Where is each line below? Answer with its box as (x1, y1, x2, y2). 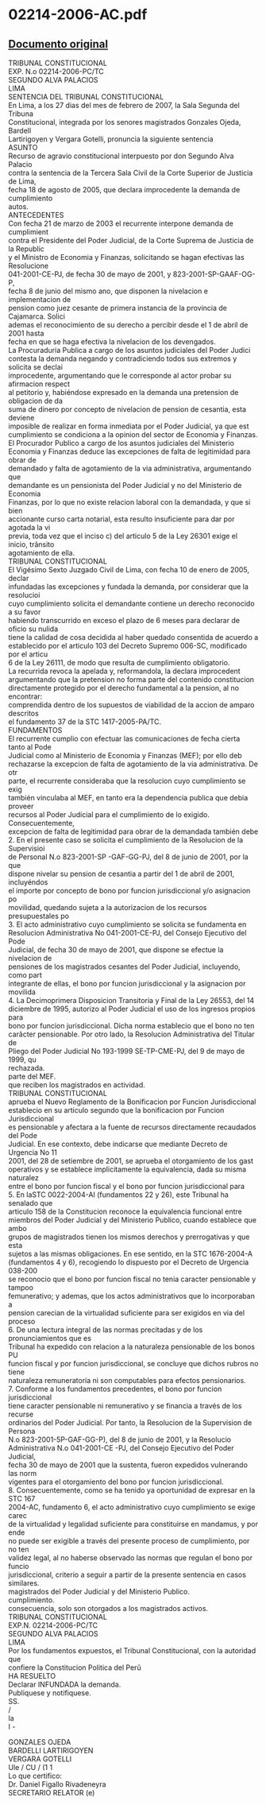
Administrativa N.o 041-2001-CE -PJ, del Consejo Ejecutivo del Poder (8, 1443, 234, 1452)
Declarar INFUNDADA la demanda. (8, 1679, 121, 1689)
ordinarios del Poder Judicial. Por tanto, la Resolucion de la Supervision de (8, 1418, 253, 1427)
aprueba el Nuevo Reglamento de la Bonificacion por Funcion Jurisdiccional (8, 1097, 256, 1106)
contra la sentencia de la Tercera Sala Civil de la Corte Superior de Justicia (8, 168, 253, 177)
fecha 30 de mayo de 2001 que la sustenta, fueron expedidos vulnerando (8, 1460, 249, 1470)
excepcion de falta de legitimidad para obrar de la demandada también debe (8, 827, 259, 836)
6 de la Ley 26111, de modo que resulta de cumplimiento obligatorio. (8, 658, 230, 667)
